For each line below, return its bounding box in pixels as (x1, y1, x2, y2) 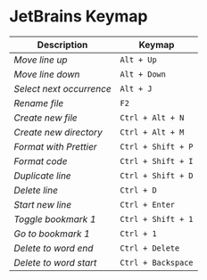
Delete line (13, 184, 58, 196)
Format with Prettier (13, 140, 97, 152)
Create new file (13, 111, 78, 124)
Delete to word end (13, 242, 94, 254)
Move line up (13, 54, 68, 66)
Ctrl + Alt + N (120, 112, 185, 122)
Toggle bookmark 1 (13, 212, 96, 225)
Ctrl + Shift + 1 (120, 214, 194, 224)
